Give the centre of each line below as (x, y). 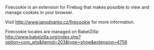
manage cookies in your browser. (39, 12)
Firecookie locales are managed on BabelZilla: (52, 31)
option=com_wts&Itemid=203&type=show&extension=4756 (66, 42)
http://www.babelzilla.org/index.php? (43, 37)
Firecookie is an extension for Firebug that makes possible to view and (77, 7)
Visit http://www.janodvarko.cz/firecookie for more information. (70, 22)
